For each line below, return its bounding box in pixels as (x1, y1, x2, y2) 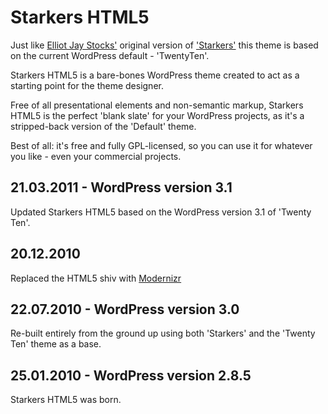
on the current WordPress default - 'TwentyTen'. (10, 49, 210, 61)
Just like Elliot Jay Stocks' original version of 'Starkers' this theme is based (10, 39, 319, 51)
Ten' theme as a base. (10, 338, 102, 350)
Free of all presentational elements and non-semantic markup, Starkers (10, 99, 304, 111)
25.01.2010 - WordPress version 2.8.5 (10, 367, 252, 384)
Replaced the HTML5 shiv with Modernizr (10, 272, 182, 284)
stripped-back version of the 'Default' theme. (10, 120, 197, 132)
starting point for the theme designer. (10, 79, 164, 91)
